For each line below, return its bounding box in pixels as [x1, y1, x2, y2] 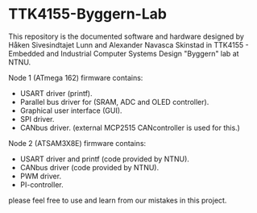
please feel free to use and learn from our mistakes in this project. [8, 195, 227, 205]
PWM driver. [19, 171, 62, 181]
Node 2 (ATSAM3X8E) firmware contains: [8, 138, 147, 148]
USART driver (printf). [19, 88, 93, 98]
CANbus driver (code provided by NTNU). [19, 162, 160, 172]
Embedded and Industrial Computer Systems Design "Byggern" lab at [8, 48, 239, 58]
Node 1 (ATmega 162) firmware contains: [8, 73, 143, 82]
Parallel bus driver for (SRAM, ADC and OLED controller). [19, 97, 209, 106]
